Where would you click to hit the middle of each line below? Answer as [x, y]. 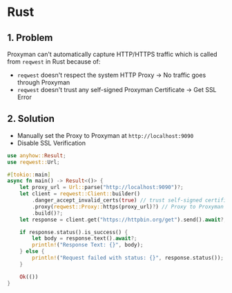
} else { [32, 251]
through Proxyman [43, 82]
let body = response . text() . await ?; [85, 239]
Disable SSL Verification [51, 143]
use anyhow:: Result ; [37, 156]
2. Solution [31, 119]
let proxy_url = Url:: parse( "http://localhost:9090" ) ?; [102, 188]
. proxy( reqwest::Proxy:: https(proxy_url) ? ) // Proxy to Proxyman [128, 206]
